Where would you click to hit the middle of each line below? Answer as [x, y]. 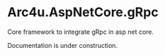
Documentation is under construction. [63, 45]
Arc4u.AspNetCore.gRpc [83, 12]
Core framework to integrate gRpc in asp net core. [81, 32]
